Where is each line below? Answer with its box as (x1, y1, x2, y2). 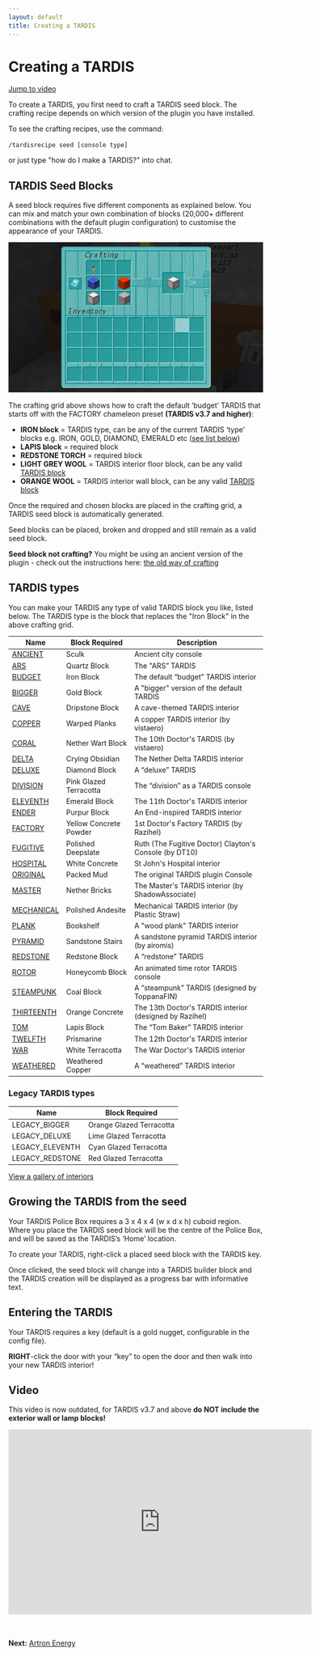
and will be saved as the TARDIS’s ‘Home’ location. (8, 1234, 177, 1243)
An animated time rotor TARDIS (134, 963, 238, 972)
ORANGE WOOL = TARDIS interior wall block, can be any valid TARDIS (19, 476, 255, 485)
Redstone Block (65, 951, 119, 962)
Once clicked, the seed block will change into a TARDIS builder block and (8, 1264, 252, 1274)
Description (176, 637, 217, 647)
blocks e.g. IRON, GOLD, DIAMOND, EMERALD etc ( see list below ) (19, 433, 241, 443)
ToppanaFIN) (134, 991, 178, 1001)
